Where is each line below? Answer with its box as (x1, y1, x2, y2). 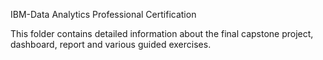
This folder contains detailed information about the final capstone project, (10, 28, 314, 39)
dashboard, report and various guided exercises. (10, 39, 212, 50)
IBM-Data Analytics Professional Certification (10, 9, 197, 20)
